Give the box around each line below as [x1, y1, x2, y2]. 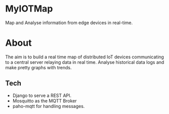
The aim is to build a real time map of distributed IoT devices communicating [5, 54, 164, 60]
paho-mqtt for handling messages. [12, 103, 85, 109]
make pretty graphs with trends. [5, 64, 72, 70]
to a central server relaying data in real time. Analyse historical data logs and [5, 59, 164, 65]
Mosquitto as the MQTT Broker [12, 97, 77, 103]
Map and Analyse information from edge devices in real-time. [5, 20, 133, 26]
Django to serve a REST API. [12, 92, 72, 98]
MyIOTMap [5, 3, 53, 15]
